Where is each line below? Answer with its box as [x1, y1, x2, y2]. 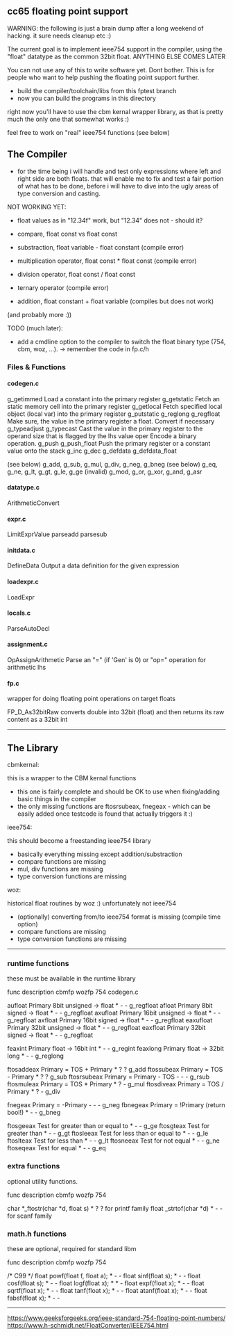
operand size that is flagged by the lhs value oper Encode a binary [7, 431, 197, 440]
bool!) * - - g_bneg [7, 1109, 61, 1117]
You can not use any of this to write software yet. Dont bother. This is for [7, 65, 215, 74]
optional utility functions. [7, 1177, 78, 1185]
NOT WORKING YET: [7, 202, 67, 211]
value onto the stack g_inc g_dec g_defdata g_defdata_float [7, 446, 177, 455]
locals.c [7, 609, 31, 618]
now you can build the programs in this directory [17, 94, 156, 102]
